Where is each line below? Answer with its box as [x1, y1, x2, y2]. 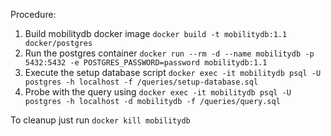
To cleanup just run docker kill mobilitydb [10, 114, 191, 126]
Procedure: [10, 9, 57, 20]
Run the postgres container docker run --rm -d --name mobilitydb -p [24, 47, 315, 59]
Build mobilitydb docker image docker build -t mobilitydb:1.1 [24, 28, 288, 39]
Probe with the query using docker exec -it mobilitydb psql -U [24, 86, 292, 98]
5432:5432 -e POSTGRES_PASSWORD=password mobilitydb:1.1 [24, 58, 268, 68]
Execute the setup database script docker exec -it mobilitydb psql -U [24, 67, 322, 78]
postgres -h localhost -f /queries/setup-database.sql [24, 77, 259, 87]
